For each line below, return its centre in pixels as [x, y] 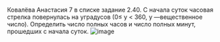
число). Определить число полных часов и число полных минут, [101, 24]
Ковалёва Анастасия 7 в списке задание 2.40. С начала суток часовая [110, 10]
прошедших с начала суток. [48, 31]
